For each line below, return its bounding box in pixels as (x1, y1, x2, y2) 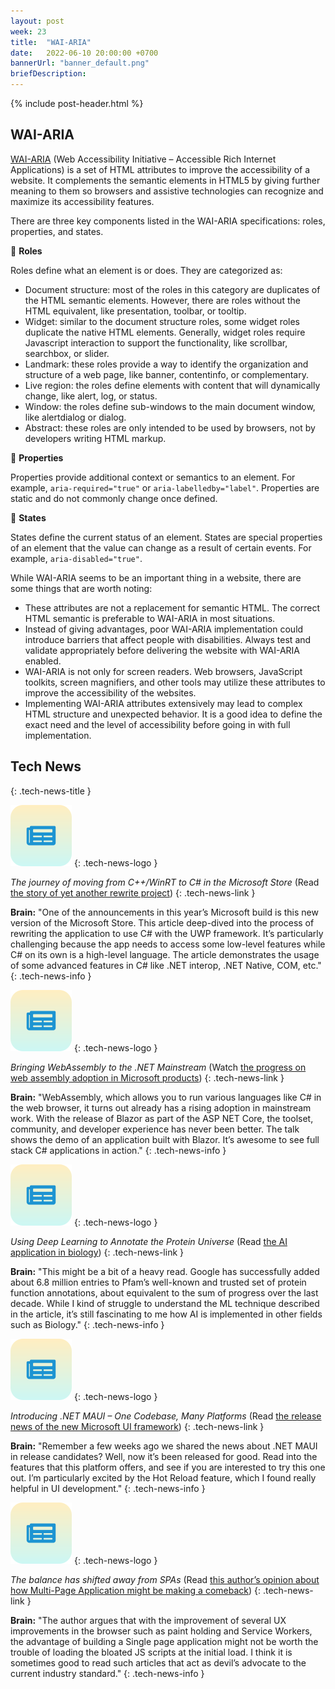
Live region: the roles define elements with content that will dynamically (24, 379, 321, 391)
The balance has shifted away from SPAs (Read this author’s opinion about (10, 1573, 320, 1585)
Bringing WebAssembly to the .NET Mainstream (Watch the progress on (10, 1061, 307, 1073)
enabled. (24, 655, 62, 667)
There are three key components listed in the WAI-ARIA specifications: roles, (10, 215, 326, 227)
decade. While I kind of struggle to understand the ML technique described (10, 1297, 320, 1309)
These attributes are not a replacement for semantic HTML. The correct (24, 601, 321, 614)
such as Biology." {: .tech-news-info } (10, 1318, 165, 1330)
